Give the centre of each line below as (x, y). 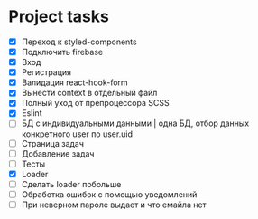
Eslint (32, 113)
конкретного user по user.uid (77, 134)
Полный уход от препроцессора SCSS (95, 103)
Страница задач (53, 143)
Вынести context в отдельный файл (89, 93)
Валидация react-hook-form (74, 82)
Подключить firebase (62, 52)
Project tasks (59, 17)
